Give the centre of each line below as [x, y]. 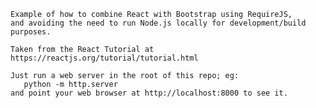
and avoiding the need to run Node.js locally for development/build [158, 23]
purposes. [31, 32]
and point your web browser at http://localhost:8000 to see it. [149, 93]
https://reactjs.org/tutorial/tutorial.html [104, 58]
